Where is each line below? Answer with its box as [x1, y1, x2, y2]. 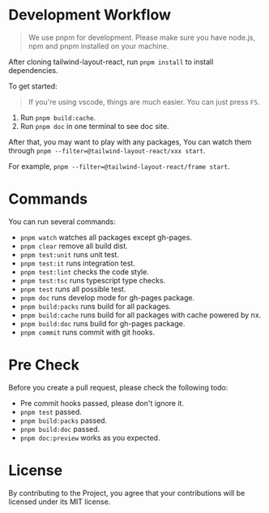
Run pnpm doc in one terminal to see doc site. [19, 121, 169, 131]
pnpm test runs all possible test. [19, 284, 126, 294]
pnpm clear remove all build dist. [19, 241, 128, 251]
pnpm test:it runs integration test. [19, 258, 135, 268]
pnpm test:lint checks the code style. [19, 266, 150, 277]
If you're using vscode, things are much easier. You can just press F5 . [28, 97, 260, 106]
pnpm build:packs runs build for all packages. [19, 301, 172, 311]
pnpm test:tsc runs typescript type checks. [19, 275, 166, 285]
